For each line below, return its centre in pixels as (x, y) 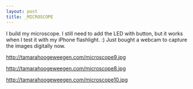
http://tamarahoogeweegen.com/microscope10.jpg (67, 80)
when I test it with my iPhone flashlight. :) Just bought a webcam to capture (97, 40)
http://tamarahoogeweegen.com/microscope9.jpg (66, 57)
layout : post (22, 11)
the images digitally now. (36, 46)
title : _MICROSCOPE (30, 17)
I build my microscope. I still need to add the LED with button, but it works (94, 33)
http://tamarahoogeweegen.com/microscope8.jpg (66, 68)
